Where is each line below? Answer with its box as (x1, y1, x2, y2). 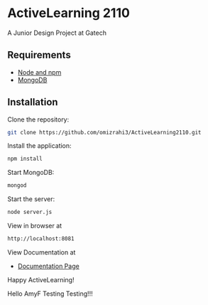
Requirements (7, 49, 71, 61)
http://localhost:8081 (7, 235, 75, 242)
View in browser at (7, 222, 62, 230)
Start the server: (7, 195, 55, 203)
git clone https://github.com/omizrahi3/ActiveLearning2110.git (7, 129, 202, 136)
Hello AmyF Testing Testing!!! (7, 289, 94, 298)
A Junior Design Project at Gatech (7, 28, 106, 37)
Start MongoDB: (7, 168, 55, 177)
